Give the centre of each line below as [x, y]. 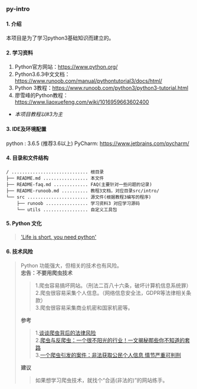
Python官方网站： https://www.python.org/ [66, 67]
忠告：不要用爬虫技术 [46, 273]
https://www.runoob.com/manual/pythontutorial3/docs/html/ [88, 81]
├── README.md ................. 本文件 [55, 178]
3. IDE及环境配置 [26, 128]
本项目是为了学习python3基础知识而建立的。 [60, 38]
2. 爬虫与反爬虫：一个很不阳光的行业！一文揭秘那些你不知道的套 [113, 340]
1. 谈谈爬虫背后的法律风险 [65, 333]
